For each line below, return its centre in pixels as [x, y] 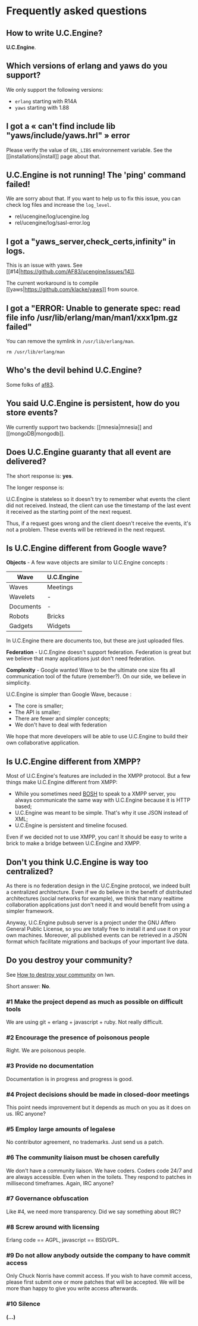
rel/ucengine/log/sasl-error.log [52, 223]
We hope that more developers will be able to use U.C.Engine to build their [97, 737]
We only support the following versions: [55, 89]
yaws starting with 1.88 [42, 107]
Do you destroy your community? [69, 960]
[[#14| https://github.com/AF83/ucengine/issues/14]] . [71, 272]
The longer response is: [35, 487]
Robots [19, 616]
